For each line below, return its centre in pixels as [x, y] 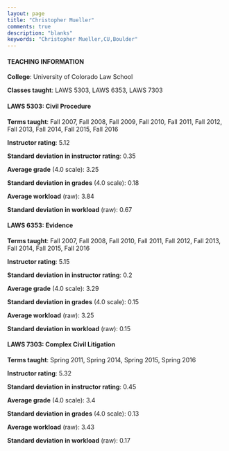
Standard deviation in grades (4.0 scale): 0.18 [73, 183]
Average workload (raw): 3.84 [51, 196]
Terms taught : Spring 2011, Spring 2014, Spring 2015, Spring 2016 [102, 360]
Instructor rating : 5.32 [39, 373]
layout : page [26, 14]
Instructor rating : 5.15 [39, 261]
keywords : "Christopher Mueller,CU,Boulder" [73, 39]
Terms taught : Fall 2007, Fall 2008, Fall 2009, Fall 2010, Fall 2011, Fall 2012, [115, 121]
